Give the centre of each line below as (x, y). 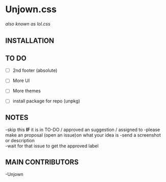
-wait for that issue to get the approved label (52, 146)
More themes (26, 91)
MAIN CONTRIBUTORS (42, 162)
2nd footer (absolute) (35, 70)
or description (20, 141)
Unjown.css (31, 9)
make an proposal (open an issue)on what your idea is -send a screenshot (83, 135)
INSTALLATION (30, 41)
